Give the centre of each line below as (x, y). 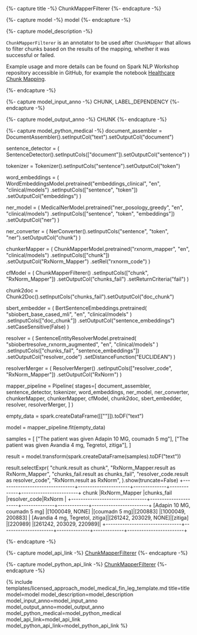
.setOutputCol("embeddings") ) (44, 196)
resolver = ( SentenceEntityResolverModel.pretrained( (71, 338)
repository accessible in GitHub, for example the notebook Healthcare (91, 73)
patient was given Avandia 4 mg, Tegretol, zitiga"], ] (69, 445)
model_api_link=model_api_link (43, 619)
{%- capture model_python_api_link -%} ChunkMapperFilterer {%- (86, 564)
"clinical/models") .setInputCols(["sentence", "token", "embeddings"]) (91, 214)
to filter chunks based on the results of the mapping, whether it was (88, 49)
